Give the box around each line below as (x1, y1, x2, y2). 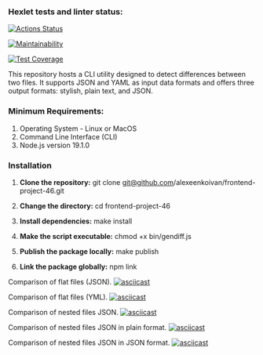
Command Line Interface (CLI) (19, 132, 118, 141)
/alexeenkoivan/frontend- (173, 177, 256, 187)
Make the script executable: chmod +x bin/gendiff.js (19, 231, 192, 241)
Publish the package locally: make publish (19, 246, 159, 256)
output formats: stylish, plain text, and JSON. (8, 86, 153, 96)
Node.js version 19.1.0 (19, 140, 90, 150)
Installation (8, 160, 53, 171)
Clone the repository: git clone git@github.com (19, 177, 174, 187)
